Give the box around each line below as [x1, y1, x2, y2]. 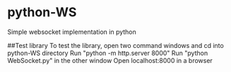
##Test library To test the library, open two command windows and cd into [7, 41, 224, 49]
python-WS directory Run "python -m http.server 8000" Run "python [7, 49, 208, 57]
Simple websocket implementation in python [7, 28, 136, 36]
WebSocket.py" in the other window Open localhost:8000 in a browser [7, 56, 213, 64]
